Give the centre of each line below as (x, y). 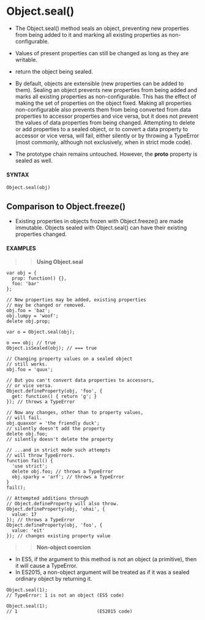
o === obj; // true (31, 343)
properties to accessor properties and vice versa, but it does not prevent (107, 116)
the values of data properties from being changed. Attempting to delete (105, 122)
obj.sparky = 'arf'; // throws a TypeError (68, 477)
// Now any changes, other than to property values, (75, 413)
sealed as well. (34, 160)
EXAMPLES (21, 248)
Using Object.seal (60, 262)
